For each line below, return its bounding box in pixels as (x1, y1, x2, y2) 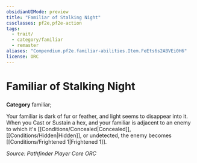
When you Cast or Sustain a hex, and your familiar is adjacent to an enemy (6, 118, 191, 126)
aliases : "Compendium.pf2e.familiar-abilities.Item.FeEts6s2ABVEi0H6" (6, 48, 187, 54)
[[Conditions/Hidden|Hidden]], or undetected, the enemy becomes (6, 132, 172, 139)
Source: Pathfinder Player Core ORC (6, 150, 97, 157)
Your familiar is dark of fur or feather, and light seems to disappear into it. (6, 112, 189, 120)
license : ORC (6, 54, 39, 60)
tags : (6, 25, 20, 32)
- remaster (11, 43, 39, 49)
